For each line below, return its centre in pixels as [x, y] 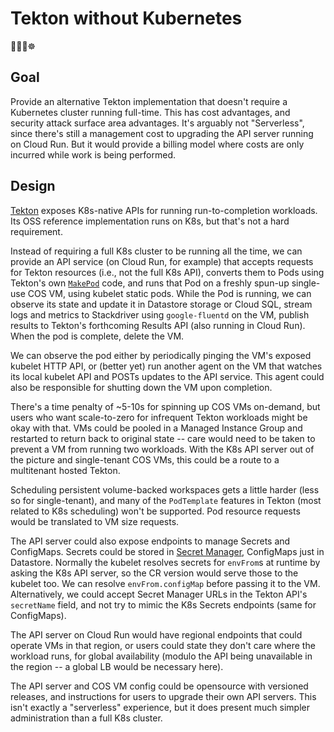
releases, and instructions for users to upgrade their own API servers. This [163, 696]
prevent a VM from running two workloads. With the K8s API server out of [162, 449]
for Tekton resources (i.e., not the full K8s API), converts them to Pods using [167, 272]
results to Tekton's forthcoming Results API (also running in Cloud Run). [158, 325]
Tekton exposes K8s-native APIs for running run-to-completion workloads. [164, 210]
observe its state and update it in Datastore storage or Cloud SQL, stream [161, 304]
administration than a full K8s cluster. [86, 718]
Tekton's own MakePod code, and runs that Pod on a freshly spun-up [150, 283]
